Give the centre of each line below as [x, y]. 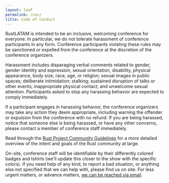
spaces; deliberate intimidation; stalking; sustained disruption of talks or [80, 81]
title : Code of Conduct [30, 19]
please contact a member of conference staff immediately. [66, 128]
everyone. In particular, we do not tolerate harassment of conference [77, 39]
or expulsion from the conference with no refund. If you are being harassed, [84, 118]
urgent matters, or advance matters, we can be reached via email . [74, 175]
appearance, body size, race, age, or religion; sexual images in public [78, 76]
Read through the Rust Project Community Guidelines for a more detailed [81, 138]
